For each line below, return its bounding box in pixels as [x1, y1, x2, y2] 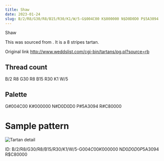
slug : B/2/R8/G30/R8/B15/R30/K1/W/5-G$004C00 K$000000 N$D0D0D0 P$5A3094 [5, 16, 159, 21]
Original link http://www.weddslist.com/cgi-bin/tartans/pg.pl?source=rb [5, 49, 150, 54]
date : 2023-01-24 [5, 12, 41, 17]
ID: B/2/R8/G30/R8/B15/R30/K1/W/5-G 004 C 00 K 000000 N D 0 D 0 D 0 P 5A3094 [5, 146, 159, 152]
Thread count [5, 63, 47, 71]
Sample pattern [5, 121, 70, 132]
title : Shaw [5, 7, 29, 12]
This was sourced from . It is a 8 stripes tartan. [5, 39, 99, 45]
